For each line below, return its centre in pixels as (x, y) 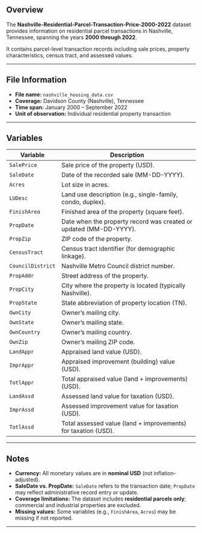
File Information (37, 80)
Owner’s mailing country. (96, 332)
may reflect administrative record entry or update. (77, 493)
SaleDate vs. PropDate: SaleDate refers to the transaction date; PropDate (105, 486)
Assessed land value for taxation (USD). (118, 396)
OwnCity (20, 313)
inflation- (165, 473)
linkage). (73, 257)
